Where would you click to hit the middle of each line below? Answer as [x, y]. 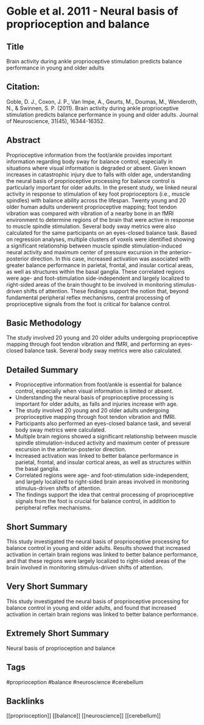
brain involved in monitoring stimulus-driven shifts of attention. [85, 568]
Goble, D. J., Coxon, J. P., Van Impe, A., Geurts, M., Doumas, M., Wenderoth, [102, 101]
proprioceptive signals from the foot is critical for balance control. [89, 304]
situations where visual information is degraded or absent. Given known [97, 168]
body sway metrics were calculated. [61, 430]
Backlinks [25, 701]
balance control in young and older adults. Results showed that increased [98, 548]
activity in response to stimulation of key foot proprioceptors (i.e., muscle [98, 194]
